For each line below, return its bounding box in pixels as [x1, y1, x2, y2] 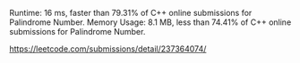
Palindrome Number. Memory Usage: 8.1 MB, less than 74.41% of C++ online [9, 17, 292, 28]
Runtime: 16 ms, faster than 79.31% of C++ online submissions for [9, 8, 253, 18]
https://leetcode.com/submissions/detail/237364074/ [9, 43, 207, 54]
